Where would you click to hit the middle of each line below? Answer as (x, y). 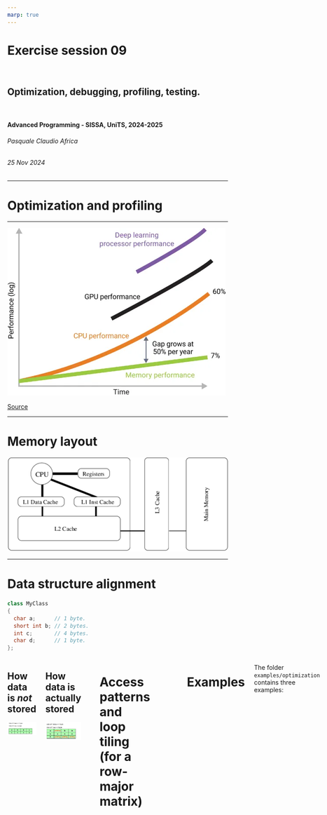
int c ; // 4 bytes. (51, 633)
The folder (269, 668)
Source (18, 406)
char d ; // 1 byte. (50, 641)
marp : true (23, 15)
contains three (275, 682)
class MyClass (28, 604)
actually (63, 698)
